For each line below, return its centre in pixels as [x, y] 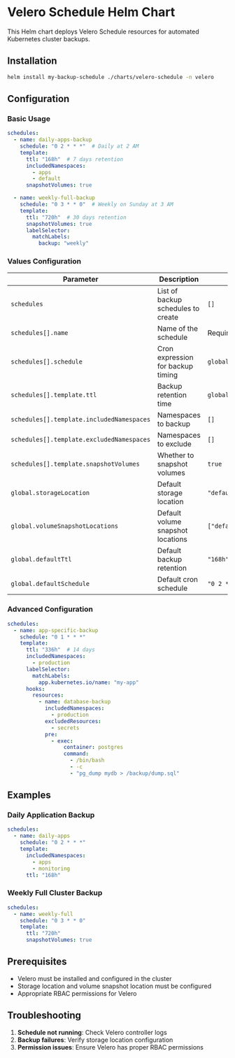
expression [175, 357]
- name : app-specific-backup [56, 630]
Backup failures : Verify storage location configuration [95, 1040]
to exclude [175, 444]
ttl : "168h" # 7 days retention [74, 159]
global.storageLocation [50, 493]
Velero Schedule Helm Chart [91, 12]
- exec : [62, 741]
